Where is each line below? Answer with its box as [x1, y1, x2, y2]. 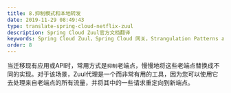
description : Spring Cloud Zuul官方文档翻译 [7, 29, 131, 36]
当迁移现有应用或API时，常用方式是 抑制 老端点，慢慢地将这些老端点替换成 [7, 62, 214, 69]
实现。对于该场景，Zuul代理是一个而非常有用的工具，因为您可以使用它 [19, 70, 219, 78]
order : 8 [7, 42, 32, 49]
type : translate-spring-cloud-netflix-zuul [7, 23, 134, 29]
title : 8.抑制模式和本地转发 [7, 10, 81, 17]
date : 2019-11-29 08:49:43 [7, 16, 85, 23]
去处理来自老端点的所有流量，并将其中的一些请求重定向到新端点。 [7, 79, 194, 86]
